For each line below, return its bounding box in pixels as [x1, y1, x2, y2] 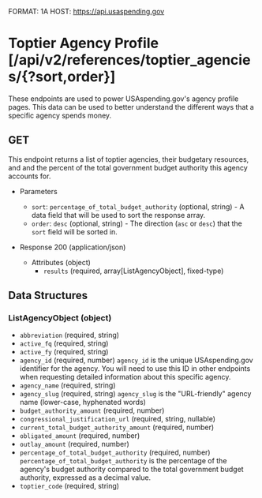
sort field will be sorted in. [31, 227, 118, 236]
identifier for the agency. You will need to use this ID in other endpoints [19, 364, 251, 373]
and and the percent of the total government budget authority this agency [8, 163, 249, 172]
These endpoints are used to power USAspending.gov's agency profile [8, 94, 239, 103]
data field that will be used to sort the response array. [31, 210, 206, 219]
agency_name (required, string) [19, 380, 116, 390]
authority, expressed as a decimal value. [19, 473, 152, 482]
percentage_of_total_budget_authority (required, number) [19, 447, 211, 457]
